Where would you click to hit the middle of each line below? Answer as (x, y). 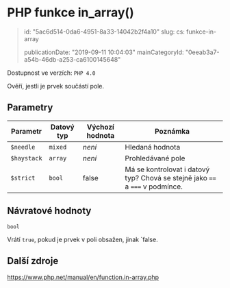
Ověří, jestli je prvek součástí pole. (56, 86)
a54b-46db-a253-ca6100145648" (72, 59)
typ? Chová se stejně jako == (171, 178)
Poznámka (172, 131)
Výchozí (100, 127)
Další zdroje (33, 261)
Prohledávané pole (155, 158)
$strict (23, 178)
